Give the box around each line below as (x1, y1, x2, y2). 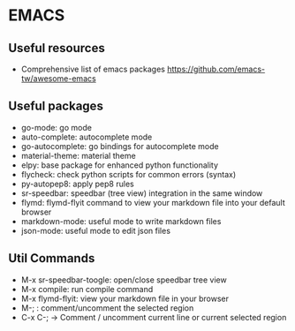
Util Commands (8, 251, 95, 266)
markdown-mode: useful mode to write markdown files (20, 215, 222, 226)
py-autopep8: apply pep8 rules (20, 178, 134, 189)
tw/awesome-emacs (20, 73, 96, 84)
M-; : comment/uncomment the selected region (20, 302, 194, 313)
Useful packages (8, 99, 103, 114)
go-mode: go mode (20, 122, 92, 132)
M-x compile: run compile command (20, 283, 154, 294)
